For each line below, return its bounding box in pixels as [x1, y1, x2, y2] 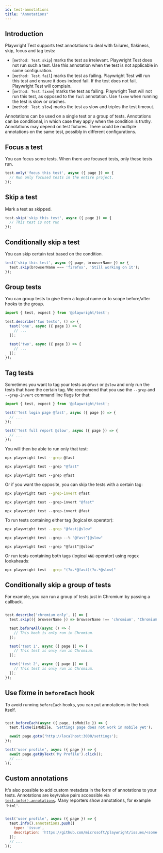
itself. [5, 707, 16, 713]
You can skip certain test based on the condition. [5, 251, 103, 256]
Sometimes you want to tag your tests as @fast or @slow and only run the [5, 382, 150, 388]
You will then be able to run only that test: [5, 446, 88, 452]
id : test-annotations [5, 7, 49, 12]
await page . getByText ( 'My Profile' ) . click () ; [9, 752, 103, 756]
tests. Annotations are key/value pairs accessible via [5, 793, 110, 798]
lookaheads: [5, 558, 30, 563]
